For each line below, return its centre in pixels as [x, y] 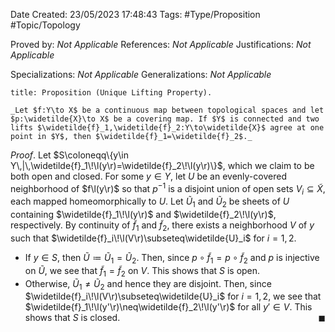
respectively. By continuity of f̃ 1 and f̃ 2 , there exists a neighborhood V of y [162, 226]
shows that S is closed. [72, 318]
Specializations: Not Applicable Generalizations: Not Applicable [141, 74]
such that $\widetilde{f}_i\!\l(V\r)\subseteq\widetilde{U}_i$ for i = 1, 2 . [153, 238]
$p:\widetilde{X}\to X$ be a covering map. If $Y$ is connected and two [165, 119]
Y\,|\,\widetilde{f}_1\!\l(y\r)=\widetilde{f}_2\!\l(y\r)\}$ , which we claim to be [162, 165]
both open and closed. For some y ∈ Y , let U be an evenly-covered [148, 176]
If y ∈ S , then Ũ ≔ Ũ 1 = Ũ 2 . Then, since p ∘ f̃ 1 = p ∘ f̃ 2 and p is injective [172, 259]
